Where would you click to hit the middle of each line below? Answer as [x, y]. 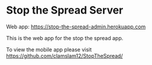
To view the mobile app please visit [49, 49]
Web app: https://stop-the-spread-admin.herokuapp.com [76, 27]
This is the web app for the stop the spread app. [65, 38]
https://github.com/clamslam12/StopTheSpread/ [64, 56]
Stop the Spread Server [65, 10]
